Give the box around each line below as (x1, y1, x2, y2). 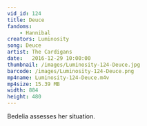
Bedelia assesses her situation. (7, 112, 95, 120)
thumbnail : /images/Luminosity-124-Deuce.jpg (7, 61, 140, 68)
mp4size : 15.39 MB (7, 81, 60, 87)
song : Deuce (7, 42, 41, 49)
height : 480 (7, 94, 41, 101)
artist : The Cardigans (7, 49, 72, 56)
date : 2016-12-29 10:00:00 (7, 55, 91, 62)
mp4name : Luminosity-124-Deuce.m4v (7, 74, 110, 81)
